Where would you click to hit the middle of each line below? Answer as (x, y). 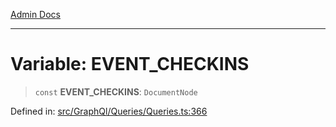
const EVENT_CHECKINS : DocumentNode (116, 91)
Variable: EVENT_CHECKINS (130, 64)
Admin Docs (35, 14)
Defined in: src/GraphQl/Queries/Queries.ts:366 (109, 111)
